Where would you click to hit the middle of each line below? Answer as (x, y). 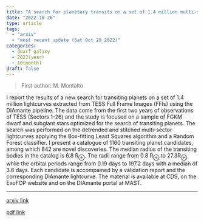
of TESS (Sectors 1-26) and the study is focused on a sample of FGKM (94, 117)
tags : (13, 29)
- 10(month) (27, 63)
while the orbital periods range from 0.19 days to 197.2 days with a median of (102, 164)
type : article (24, 23)
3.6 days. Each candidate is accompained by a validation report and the (96, 170)
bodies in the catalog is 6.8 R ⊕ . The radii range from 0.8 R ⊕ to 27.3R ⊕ (97, 157)
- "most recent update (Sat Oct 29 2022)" (66, 40)
